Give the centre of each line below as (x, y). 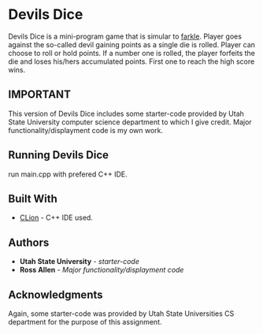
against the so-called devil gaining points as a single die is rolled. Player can (132, 44)
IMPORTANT (39, 95)
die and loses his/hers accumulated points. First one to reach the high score (131, 61)
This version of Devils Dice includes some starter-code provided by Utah (126, 113)
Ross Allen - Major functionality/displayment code (102, 270)
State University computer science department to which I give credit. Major (130, 122)
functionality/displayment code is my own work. (86, 130)
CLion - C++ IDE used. (56, 217)
